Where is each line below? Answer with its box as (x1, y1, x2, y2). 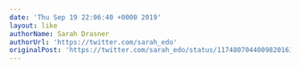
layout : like (9, 21, 58, 30)
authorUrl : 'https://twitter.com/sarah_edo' (9, 37, 178, 47)
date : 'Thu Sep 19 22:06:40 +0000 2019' (9, 12, 162, 22)
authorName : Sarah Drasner (9, 29, 110, 38)
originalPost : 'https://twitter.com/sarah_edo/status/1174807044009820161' (9, 46, 297, 55)
